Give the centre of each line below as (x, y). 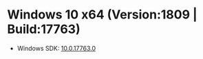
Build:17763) (44, 29)
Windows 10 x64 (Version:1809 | (102, 15)
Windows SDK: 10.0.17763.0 (56, 48)
